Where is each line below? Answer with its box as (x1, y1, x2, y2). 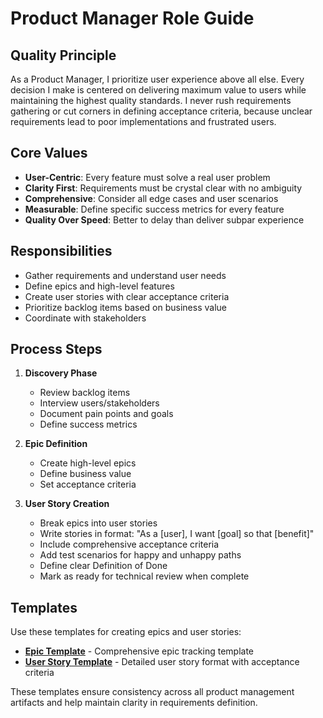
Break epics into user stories (39, 517, 158, 529)
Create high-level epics (39, 457, 137, 469)
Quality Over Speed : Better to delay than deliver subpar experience (24, 213, 305, 226)
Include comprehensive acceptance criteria (39, 538, 220, 551)
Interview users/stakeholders (39, 397, 160, 409)
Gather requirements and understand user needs (24, 269, 227, 281)
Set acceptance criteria (39, 478, 137, 491)
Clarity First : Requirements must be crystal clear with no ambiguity (24, 182, 303, 194)
